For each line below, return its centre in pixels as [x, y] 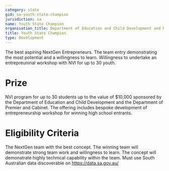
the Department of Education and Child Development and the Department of [84, 102]
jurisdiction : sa [23, 19]
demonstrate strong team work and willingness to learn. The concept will [81, 152]
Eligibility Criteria [42, 133]
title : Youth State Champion [36, 33]
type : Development [24, 38]
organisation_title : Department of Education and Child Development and [83, 29]
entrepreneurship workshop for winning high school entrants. [69, 113]
